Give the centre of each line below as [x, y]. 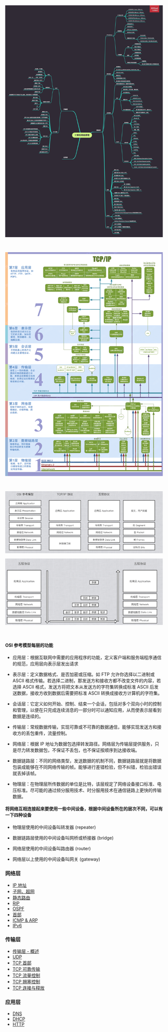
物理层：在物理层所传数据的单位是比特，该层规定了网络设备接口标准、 [85, 784]
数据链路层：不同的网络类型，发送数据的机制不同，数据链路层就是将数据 [87, 761]
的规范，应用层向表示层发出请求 [45, 664]
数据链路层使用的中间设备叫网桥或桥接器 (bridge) [63, 838]
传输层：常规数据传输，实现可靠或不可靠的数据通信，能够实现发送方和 [85, 727]
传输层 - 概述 [26, 951]
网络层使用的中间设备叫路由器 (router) [51, 848]
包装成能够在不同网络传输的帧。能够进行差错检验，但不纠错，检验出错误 [87, 767]
